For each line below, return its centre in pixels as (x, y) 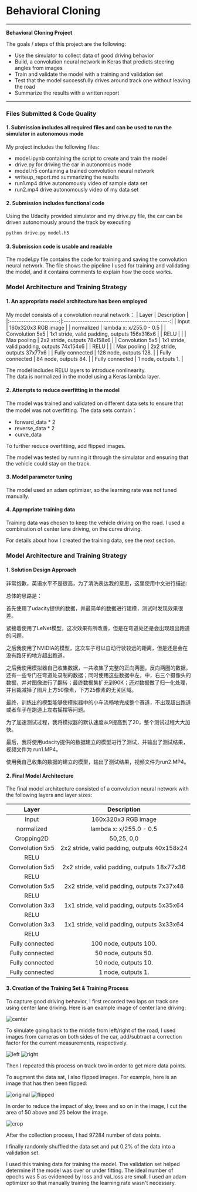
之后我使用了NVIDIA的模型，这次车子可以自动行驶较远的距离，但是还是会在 (97, 648)
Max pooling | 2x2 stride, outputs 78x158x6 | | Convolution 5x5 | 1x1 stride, (96, 340)
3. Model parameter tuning (39, 477)
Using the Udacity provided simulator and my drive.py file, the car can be (94, 216)
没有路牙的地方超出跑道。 (37, 655)
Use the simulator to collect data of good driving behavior (84, 55)
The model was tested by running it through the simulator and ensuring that (97, 457)
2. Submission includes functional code (55, 203)
